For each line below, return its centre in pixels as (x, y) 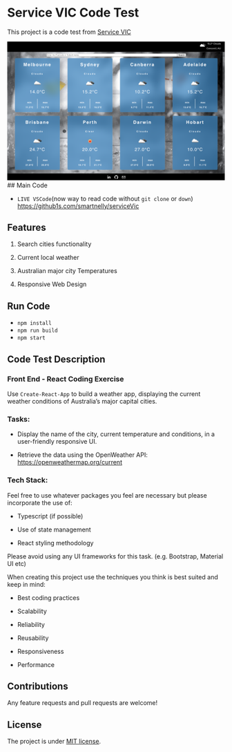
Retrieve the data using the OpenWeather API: (83, 455)
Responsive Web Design (52, 284)
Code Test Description (56, 359)
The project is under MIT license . (54, 742)
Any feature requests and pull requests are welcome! (83, 703)
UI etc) (17, 563)
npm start (31, 338)
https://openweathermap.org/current (70, 462)
